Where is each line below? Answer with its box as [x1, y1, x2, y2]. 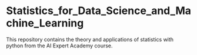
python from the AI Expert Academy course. [6, 42, 113, 49]
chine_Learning [6, 16, 84, 30]
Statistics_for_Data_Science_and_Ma [6, 4, 192, 18]
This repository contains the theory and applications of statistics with [6, 36, 174, 43]
